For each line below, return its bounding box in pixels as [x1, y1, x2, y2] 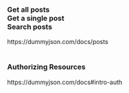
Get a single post [7, 13, 64, 23]
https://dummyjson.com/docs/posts [7, 38, 108, 46]
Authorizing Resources [7, 62, 86, 72]
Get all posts [7, 5, 50, 14]
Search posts [7, 22, 53, 32]
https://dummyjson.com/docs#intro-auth [7, 78, 123, 86]
